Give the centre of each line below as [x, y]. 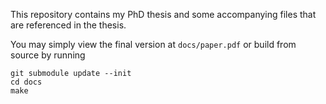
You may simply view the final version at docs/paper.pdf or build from [153, 44]
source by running [48, 55]
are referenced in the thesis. [68, 25]
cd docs [26, 82]
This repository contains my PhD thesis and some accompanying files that [163, 14]
